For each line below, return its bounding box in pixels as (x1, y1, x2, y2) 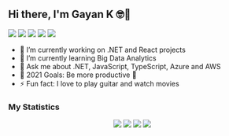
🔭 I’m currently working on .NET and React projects (19, 45, 187, 54)
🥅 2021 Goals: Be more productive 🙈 (19, 70, 137, 79)
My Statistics (8, 101, 61, 112)
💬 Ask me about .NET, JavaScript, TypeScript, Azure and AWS (19, 61, 222, 71)
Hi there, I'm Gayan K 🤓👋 (8, 8, 131, 21)
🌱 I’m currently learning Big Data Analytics (19, 53, 157, 63)
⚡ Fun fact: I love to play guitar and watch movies (19, 79, 179, 88)
